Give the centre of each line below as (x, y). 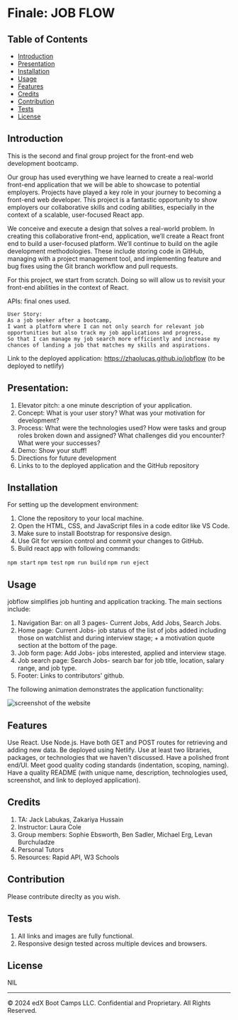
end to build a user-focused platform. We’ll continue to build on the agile (113, 243)
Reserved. (22, 1011)
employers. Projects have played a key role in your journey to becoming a (114, 192)
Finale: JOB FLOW (61, 13)
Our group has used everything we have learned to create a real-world (110, 177)
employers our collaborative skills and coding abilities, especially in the (111, 207)
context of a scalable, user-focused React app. (76, 215)
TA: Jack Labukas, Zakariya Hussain (70, 819)
